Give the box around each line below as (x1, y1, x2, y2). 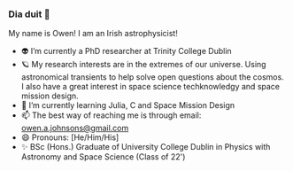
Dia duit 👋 (8, 8, 50, 20)
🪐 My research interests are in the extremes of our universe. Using (20, 59, 266, 70)
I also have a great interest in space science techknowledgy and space (20, 82, 281, 92)
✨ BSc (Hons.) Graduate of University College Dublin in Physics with (20, 142, 271, 152)
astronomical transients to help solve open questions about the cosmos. (20, 72, 284, 82)
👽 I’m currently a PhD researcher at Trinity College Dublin (20, 46, 232, 57)
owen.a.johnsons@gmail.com (20, 123, 129, 134)
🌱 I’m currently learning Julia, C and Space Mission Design (20, 100, 235, 111)
